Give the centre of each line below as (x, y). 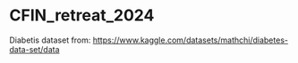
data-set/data (34, 49)
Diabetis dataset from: (50, 40)
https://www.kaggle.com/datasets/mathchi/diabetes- (191, 40)
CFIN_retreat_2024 (82, 16)
